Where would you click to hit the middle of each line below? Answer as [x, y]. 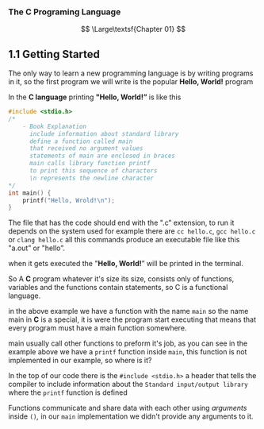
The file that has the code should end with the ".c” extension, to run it [121, 223]
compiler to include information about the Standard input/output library [128, 385]
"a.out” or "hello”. [36, 248]
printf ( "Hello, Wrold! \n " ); [69, 200]
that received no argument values [86, 149]
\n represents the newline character [92, 178]
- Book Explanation [55, 126]
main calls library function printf [90, 164]
